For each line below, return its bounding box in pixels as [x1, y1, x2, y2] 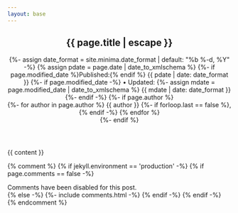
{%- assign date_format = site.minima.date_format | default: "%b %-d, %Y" [9, 55, 230, 64]
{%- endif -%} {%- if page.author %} [65, 93, 174, 102]
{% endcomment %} [7, 198, 67, 207]
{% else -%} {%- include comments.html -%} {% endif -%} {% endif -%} [7, 191, 222, 200]
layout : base [7, 10, 46, 18]
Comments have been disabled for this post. [7, 183, 137, 192]
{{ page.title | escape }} [66, 37, 173, 49]
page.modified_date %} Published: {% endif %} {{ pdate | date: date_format [10, 70, 229, 79]
